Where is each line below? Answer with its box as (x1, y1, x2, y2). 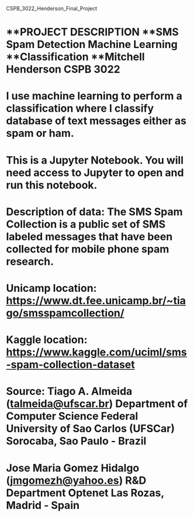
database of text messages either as (6, 114, 187, 127)
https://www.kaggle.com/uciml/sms (6, 346, 187, 359)
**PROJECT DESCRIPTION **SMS (6, 26, 179, 39)
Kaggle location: (6, 333, 88, 347)
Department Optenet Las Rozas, (6, 486, 165, 499)
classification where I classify (6, 102, 154, 115)
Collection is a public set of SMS (6, 218, 166, 230)
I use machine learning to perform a (6, 89, 182, 103)
